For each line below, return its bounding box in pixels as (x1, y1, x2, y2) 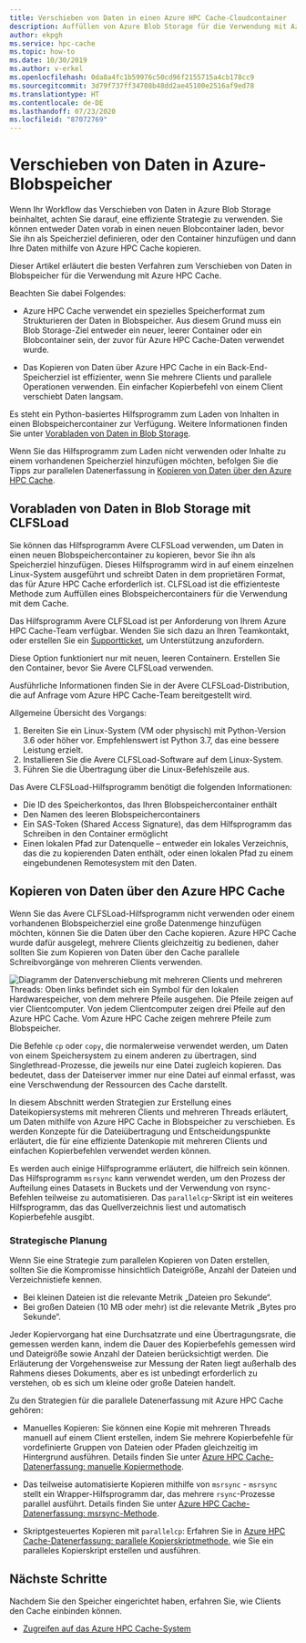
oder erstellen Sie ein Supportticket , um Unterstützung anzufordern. (9, 635, 265, 646)
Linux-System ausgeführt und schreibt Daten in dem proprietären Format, (9, 568, 286, 579)
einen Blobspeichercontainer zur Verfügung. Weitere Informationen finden (9, 419, 288, 430)
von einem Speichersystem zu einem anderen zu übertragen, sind (9, 1050, 257, 1061)
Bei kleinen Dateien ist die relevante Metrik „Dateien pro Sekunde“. (22, 1292, 272, 1303)
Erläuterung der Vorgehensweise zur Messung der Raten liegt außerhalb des (9, 1357, 297, 1368)
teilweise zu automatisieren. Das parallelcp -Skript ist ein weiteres (45, 1191, 294, 1202)
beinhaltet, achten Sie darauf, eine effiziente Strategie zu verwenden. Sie (9, 213, 283, 224)
